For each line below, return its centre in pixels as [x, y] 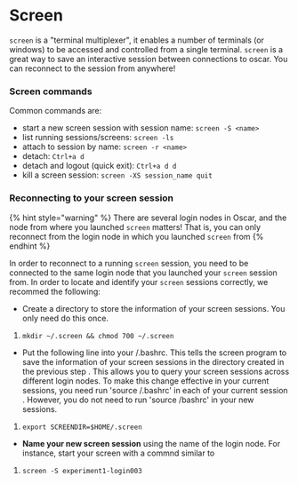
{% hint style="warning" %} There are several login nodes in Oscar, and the [148, 218]
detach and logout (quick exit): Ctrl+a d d [99, 166]
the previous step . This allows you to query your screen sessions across [156, 371]
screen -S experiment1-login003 [82, 471]
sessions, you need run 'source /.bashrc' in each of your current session [155, 390]
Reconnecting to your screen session [92, 198]
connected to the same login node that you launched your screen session [143, 273]
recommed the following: [55, 291]
